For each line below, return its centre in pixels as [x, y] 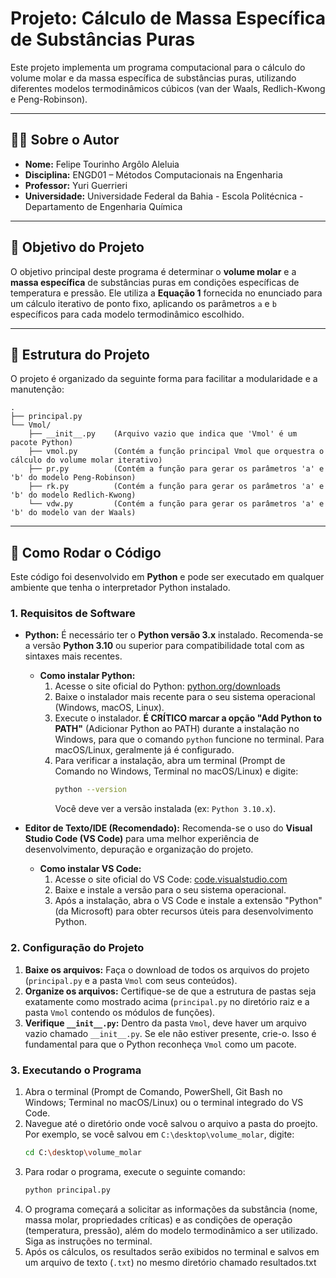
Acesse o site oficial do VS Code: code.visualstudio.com [171, 879]
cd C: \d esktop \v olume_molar [83, 1152]
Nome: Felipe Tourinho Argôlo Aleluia [102, 164]
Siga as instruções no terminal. [88, 1241]
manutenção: [37, 389]
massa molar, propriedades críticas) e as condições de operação [158, 1219]
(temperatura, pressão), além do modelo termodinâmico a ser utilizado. [171, 1230]
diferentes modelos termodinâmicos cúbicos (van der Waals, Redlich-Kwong [168, 88]
